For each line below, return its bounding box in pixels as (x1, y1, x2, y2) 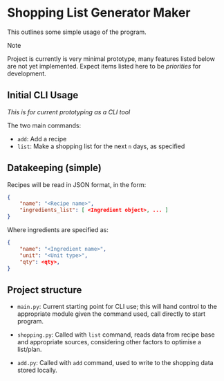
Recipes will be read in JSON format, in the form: (7, 180, 147, 188)
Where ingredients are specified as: (7, 226, 109, 234)
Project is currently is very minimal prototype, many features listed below (7, 54, 216, 63)
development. (7, 69, 46, 78)
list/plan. (17, 345, 42, 354)
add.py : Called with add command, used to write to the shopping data (17, 359, 214, 367)
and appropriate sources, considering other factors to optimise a (17, 338, 202, 346)
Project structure (7, 284, 82, 296)
